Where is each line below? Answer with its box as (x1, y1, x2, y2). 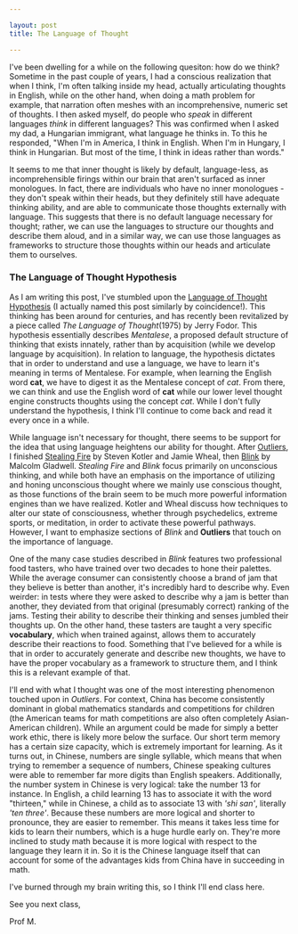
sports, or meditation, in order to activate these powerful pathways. (9, 517, 256, 528)
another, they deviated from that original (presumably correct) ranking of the (9, 601, 289, 611)
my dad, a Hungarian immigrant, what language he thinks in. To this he (9, 127, 268, 138)
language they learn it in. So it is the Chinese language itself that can (9, 845, 261, 856)
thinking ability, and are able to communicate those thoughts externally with (9, 201, 287, 212)
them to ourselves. (9, 249, 78, 259)
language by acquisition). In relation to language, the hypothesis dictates (9, 348, 276, 359)
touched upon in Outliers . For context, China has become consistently (9, 693, 265, 704)
